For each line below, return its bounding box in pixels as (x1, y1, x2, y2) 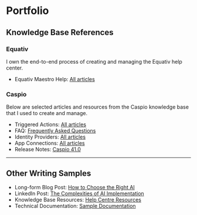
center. (6, 64, 23, 71)
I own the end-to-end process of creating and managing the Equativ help (6, 58, 183, 65)
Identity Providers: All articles (14, 133, 86, 141)
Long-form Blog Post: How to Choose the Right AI (14, 183, 135, 190)
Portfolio (6, 4, 49, 18)
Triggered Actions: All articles (14, 121, 87, 128)
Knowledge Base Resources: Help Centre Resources (14, 196, 142, 203)
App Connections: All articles (14, 140, 85, 147)
